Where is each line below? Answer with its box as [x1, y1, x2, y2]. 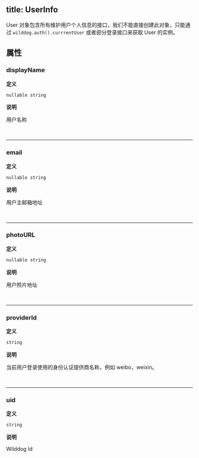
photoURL [6, 231, 36, 239]
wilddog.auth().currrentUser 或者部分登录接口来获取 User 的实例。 [12, 29, 179, 36]
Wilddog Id [6, 446, 33, 453]
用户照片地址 [6, 281, 37, 288]
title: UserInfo [6, 5, 58, 15]
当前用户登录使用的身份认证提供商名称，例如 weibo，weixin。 [6, 364, 158, 371]
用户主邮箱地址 [6, 198, 43, 206]
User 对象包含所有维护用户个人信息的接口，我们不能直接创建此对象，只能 [6, 21, 185, 29]
